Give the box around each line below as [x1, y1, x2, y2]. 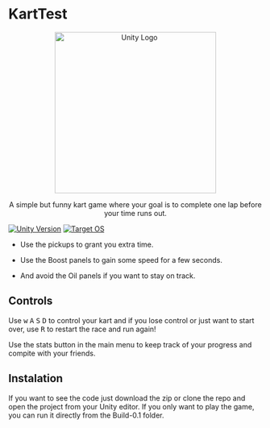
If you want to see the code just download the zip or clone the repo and [8, 393, 246, 403]
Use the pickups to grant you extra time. [19, 239, 154, 249]
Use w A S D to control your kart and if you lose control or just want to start [8, 315, 255, 325]
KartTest [8, 5, 68, 23]
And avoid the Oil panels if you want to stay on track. [19, 271, 196, 280]
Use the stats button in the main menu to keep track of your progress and [8, 339, 252, 349]
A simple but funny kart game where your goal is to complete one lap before [9, 199, 262, 210]
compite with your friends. [8, 348, 96, 358]
